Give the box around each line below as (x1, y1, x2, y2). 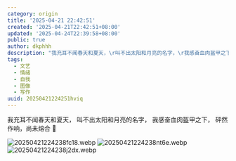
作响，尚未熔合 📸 (7, 124, 57, 132)
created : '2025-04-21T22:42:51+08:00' (7, 23, 121, 30)
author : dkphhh (7, 43, 52, 50)
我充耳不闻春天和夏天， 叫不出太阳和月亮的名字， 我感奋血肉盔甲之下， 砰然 (7, 115, 228, 124)
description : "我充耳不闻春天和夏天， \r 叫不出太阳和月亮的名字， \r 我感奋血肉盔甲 (7, 50, 221, 57)
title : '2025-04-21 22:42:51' (7, 17, 96, 24)
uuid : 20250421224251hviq (7, 96, 83, 103)
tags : (7, 56, 23, 63)
